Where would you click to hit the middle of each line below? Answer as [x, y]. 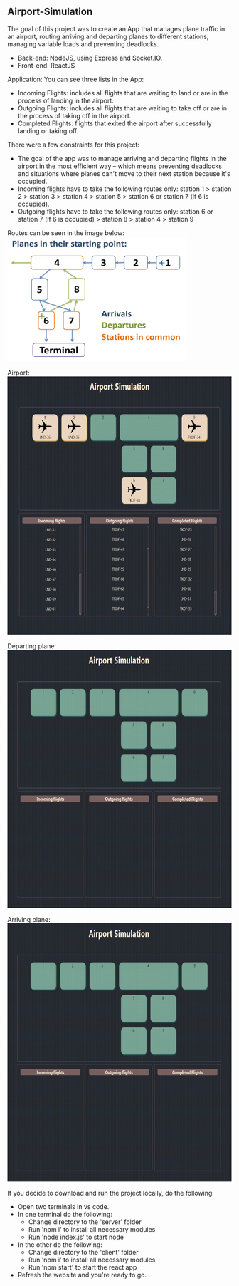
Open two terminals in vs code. [63, 1206]
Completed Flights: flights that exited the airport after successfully [115, 123]
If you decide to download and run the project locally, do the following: [111, 1193]
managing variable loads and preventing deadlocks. [83, 44]
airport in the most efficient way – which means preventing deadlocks [120, 166]
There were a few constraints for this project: [74, 145]
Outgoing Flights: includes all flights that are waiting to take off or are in [122, 108]
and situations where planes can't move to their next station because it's [124, 173]
